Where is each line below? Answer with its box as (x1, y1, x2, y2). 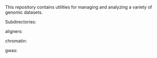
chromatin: (5, 38, 27, 44)
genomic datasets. (5, 9, 43, 15)
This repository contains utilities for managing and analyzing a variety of (5, 4, 152, 10)
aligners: (5, 29, 23, 34)
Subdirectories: (5, 19, 37, 25)
